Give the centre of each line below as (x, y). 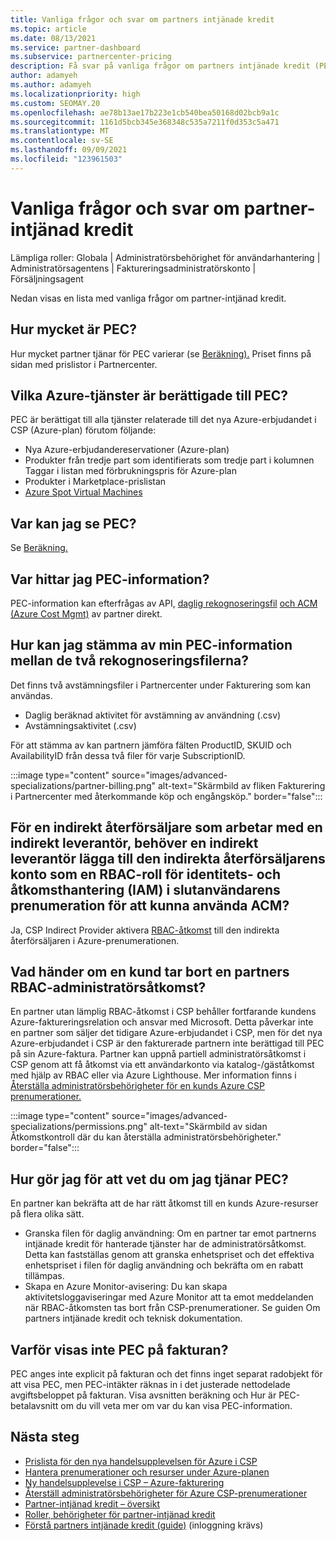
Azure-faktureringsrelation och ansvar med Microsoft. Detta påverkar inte (162, 1022)
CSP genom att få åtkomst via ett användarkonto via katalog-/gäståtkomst (162, 1065)
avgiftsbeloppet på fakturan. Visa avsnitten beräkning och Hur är (143, 1395)
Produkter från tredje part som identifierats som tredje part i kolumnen (169, 460)
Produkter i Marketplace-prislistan (95, 482)
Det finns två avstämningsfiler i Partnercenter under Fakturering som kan (160, 685)
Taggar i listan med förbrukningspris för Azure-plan (130, 471)
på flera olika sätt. (47, 1214)
